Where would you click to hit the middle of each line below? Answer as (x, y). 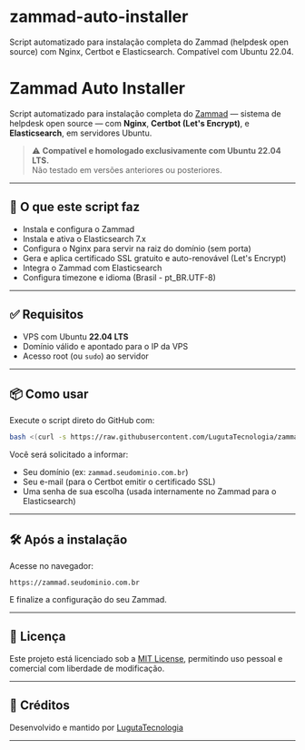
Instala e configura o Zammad (79, 228)
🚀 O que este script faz (75, 207)
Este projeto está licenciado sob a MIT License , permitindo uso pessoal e (146, 658)
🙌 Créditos (39, 706)
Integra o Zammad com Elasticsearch (92, 268)
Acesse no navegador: (51, 566)
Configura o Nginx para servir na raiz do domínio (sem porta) (137, 248)
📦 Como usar (49, 394)
